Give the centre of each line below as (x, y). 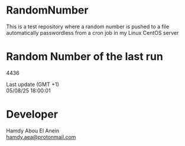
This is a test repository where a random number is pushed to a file (88, 26)
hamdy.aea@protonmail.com (41, 137)
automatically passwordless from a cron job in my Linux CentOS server (92, 32)
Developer (32, 115)
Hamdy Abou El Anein (33, 131)
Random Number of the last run (85, 57)
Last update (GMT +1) (33, 84)
